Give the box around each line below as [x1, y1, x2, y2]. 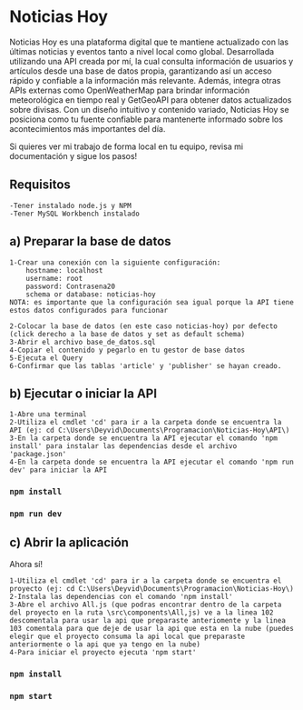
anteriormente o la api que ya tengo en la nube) [9, 640, 201, 649]
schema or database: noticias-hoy [25, 289, 156, 299]
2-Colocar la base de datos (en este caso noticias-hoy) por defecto [9, 321, 279, 331]
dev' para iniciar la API [9, 465, 107, 475]
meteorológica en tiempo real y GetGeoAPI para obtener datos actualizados [9, 94, 292, 105]
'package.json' [9, 450, 67, 459]
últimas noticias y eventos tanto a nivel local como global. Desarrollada [9, 45, 275, 56]
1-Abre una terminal [9, 410, 88, 419]
